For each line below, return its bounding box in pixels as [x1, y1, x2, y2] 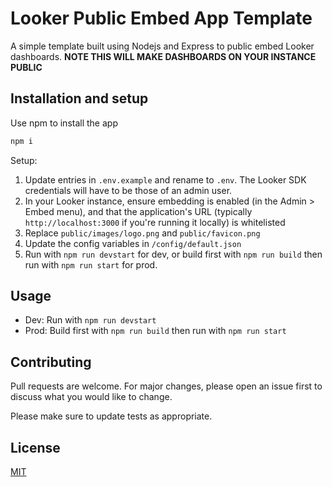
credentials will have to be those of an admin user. [24, 184, 233, 196]
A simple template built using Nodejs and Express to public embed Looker [10, 40, 315, 52]
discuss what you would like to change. [10, 391, 173, 403]
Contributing [10, 353, 92, 371]
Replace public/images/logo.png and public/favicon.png [24, 227, 261, 239]
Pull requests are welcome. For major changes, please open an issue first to [10, 380, 323, 392]
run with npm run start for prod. [24, 258, 158, 271]
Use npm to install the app [10, 117, 118, 129]
